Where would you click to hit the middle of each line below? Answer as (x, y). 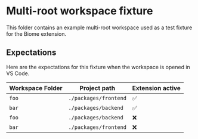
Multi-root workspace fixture (80, 11)
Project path (97, 88)
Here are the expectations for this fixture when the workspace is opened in (98, 67)
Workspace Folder (36, 88)
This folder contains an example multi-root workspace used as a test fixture (99, 27)
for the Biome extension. (36, 33)
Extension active (156, 88)
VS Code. (18, 73)
